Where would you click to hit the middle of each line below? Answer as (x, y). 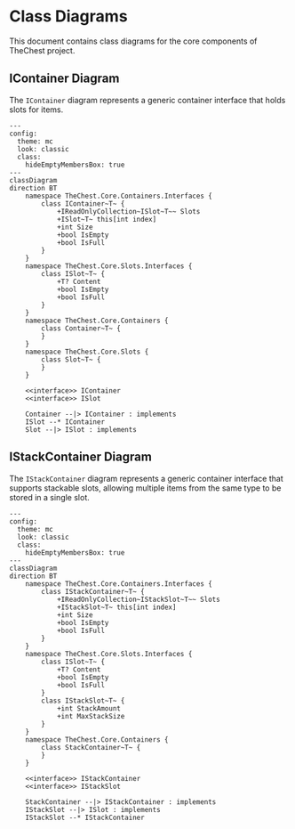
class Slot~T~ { (71, 359)
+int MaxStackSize (91, 716)
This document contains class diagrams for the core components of (133, 41)
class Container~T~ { (81, 328)
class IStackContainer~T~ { (93, 591)
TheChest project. (42, 50)
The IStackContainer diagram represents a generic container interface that (146, 478)
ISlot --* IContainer (65, 422)
